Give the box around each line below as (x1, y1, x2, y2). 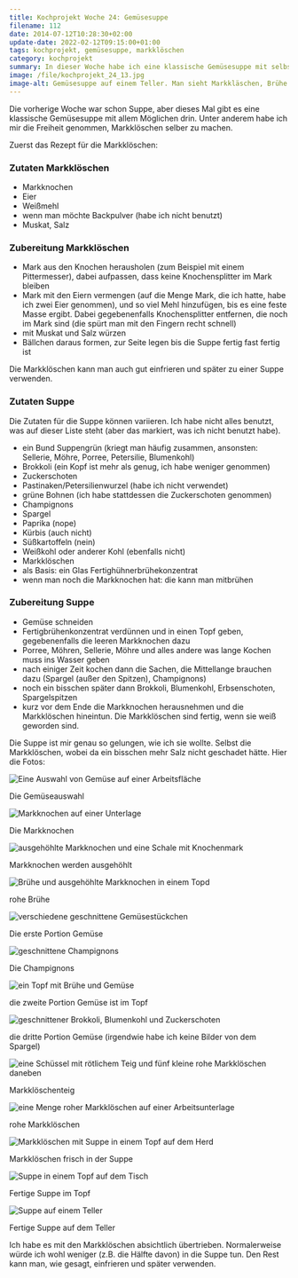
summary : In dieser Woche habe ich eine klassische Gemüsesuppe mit (9, 63, 268, 72)
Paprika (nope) (21, 517, 77, 528)
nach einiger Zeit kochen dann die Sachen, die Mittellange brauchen (21, 663, 272, 674)
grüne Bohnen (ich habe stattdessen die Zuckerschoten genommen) (21, 489, 272, 500)
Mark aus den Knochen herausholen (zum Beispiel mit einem (21, 262, 245, 272)
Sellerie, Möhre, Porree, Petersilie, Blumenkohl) (21, 452, 195, 462)
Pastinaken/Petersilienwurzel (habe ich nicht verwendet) (21, 480, 229, 491)
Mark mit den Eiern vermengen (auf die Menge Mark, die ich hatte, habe (21, 290, 286, 301)
